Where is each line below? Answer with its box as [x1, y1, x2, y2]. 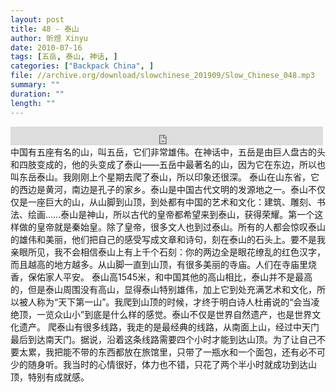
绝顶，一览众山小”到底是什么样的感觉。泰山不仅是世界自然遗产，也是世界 [10, 308, 313, 320]
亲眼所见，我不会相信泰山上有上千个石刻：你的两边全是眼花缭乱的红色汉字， [10, 246, 326, 258]
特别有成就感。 [27, 371, 90, 383]
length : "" [10, 98, 56, 108]
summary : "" [10, 80, 60, 90]
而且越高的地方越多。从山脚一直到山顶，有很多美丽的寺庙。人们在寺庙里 [10, 258, 308, 270]
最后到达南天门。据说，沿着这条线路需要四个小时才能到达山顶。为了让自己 [10, 333, 317, 345]
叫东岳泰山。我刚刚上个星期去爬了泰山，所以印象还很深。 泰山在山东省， [10, 171, 311, 183]
